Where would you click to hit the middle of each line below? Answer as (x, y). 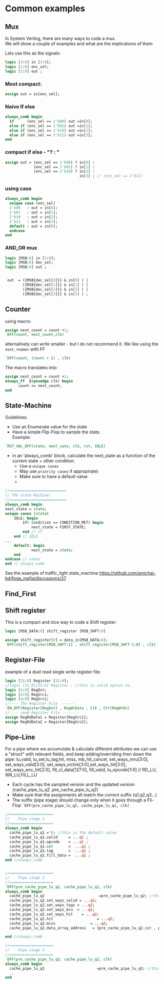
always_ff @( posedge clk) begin (39, 381)
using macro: (18, 321)
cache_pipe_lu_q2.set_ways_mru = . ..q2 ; (52, 910)
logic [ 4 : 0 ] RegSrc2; (27, 699)
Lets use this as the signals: (33, 53)
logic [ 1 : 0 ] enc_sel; (27, 67)
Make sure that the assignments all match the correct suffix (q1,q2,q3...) (84, 795)
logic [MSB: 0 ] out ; (26, 267)
